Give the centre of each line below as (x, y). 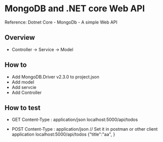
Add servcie (24, 87)
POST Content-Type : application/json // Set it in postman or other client (85, 129)
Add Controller (27, 92)
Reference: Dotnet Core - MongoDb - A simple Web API (61, 22)
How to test (22, 108)
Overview (20, 38)
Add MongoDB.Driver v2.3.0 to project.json (55, 77)
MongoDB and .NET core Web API (75, 9)
